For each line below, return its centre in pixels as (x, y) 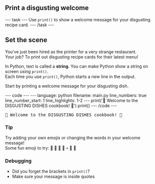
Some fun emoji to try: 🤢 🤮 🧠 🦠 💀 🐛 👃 (41, 148)
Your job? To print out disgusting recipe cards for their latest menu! (72, 57)
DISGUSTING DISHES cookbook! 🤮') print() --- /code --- (61, 106)
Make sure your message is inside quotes (53, 177)
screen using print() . (27, 71)
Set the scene (26, 40)
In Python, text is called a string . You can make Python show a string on (77, 66)
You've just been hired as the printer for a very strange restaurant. (71, 52)
